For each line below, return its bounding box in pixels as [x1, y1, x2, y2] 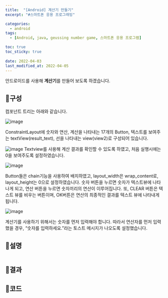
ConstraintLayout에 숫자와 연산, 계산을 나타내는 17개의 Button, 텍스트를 [5, 129, 147, 135]
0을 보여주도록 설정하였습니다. [5, 152, 65, 158]
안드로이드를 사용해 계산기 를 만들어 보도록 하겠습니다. [5, 78, 110, 84]
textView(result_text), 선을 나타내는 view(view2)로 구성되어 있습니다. [10, 135, 149, 142]
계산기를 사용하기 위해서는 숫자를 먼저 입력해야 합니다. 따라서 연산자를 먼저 [5, 219, 152, 225]
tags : [5, 31, 17, 36]
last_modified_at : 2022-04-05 [5, 63, 69, 68]
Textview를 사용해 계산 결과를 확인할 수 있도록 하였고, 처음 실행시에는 [24, 146, 161, 152]
